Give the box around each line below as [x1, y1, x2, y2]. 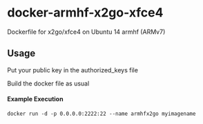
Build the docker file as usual [7, 79, 90, 87]
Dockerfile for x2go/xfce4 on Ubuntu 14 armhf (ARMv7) [7, 28, 166, 36]
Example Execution [7, 95, 64, 103]
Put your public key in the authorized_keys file [7, 65, 138, 74]
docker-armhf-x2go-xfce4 [7, 5, 164, 21]
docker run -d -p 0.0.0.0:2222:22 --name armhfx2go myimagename [7, 110, 196, 117]
